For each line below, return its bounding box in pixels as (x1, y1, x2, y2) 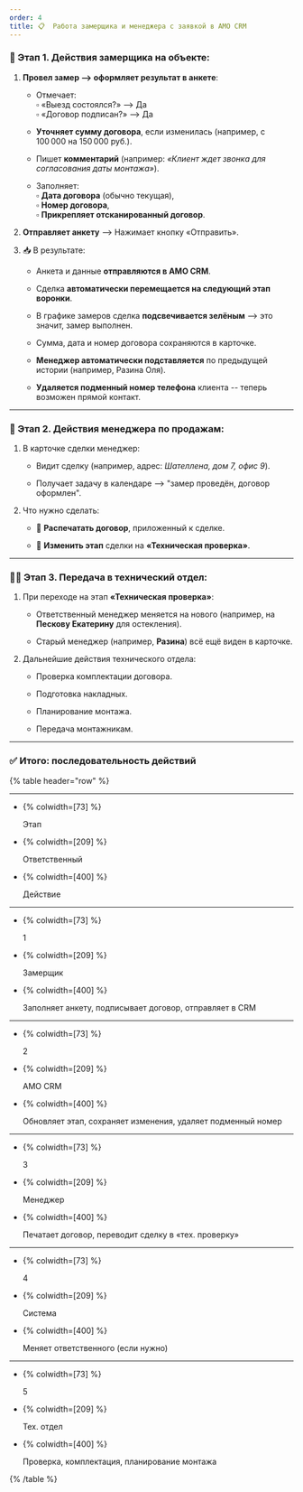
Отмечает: (35, 89, 77, 100)
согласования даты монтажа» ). (35, 163, 160, 173)
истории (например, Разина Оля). (35, 364, 167, 375)
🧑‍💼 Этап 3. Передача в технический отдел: (9, 571, 207, 583)
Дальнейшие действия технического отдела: (22, 654, 197, 665)
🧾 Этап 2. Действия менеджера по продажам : (9, 422, 225, 434)
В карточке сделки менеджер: (22, 443, 141, 454)
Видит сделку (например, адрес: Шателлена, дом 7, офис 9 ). (35, 461, 271, 471)
